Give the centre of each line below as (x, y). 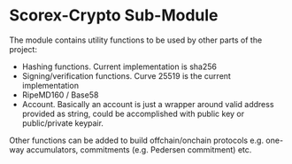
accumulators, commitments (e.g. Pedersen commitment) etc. (139, 149)
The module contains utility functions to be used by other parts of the (136, 40)
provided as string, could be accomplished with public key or (133, 113)
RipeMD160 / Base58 (60, 95)
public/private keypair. (63, 123)
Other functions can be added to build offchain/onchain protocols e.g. (136, 140)
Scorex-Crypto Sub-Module (114, 16)
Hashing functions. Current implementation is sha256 (119, 66)
